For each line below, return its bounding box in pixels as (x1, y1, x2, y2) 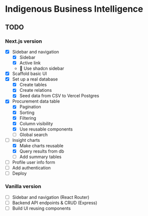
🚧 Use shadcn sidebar (19, 65, 65, 72)
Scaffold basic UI (12, 71, 47, 77)
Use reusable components (19, 126, 73, 132)
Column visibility (19, 120, 53, 126)
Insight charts (12, 137, 40, 143)
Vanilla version (5, 183, 42, 190)
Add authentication (12, 165, 51, 171)
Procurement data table (12, 98, 60, 104)
